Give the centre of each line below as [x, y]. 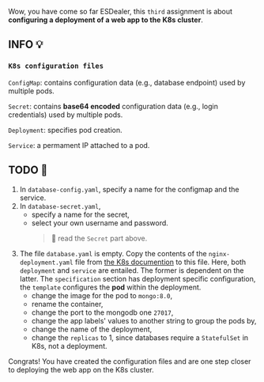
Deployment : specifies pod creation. [65, 130]
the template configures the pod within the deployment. [110, 287]
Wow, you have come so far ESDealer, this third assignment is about [121, 11]
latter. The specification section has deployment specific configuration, [138, 278]
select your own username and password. [100, 223]
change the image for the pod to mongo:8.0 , [102, 295]
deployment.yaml [46, 263]
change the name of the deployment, [92, 329]
